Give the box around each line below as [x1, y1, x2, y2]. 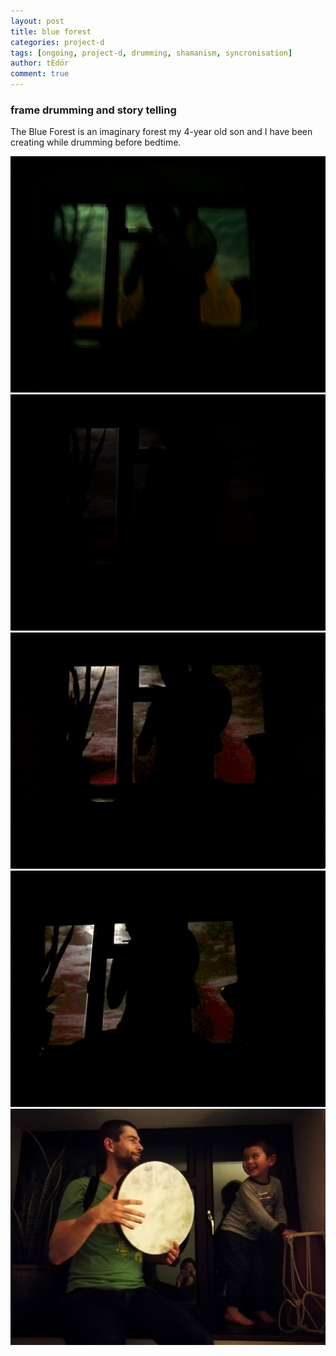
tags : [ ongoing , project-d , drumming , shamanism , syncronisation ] [10, 48, 293, 58]
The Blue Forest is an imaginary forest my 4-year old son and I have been [10, 126, 313, 138]
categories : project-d [10, 37, 105, 47]
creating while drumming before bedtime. [10, 136, 182, 149]
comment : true [10, 69, 70, 79]
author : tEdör [10, 58, 70, 69]
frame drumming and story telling [10, 103, 177, 117]
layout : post [10, 16, 65, 26]
